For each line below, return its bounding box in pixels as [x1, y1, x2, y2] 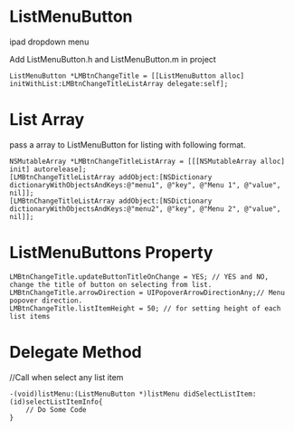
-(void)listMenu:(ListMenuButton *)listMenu [9, 389, 180, 398]
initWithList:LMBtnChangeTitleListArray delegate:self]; [9, 79, 229, 88]
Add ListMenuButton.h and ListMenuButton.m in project [9, 53, 217, 64]
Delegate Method [9, 342, 142, 362]
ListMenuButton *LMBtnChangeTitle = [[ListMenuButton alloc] [9, 71, 245, 81]
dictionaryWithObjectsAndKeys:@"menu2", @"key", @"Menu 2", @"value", [9, 204, 281, 214]
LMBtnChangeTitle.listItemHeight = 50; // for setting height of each [9, 303, 281, 313]
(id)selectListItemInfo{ [9, 397, 103, 407]
